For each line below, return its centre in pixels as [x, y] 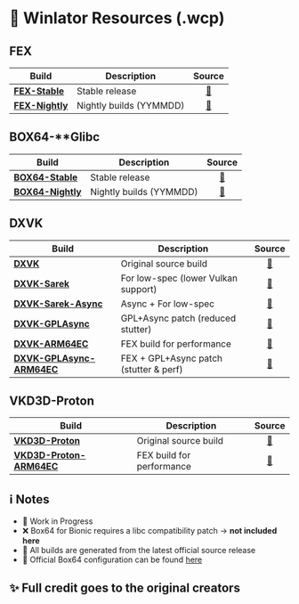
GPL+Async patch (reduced [178, 318]
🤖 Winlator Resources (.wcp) [117, 18]
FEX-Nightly [41, 106]
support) [139, 289]
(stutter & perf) [152, 369]
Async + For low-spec [168, 304]
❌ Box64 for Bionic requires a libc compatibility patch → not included [149, 531]
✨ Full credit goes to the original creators [125, 588]
